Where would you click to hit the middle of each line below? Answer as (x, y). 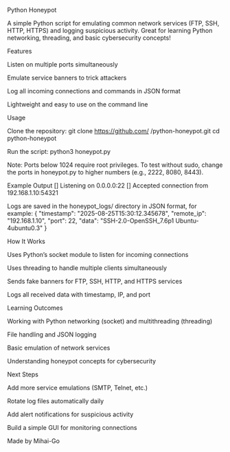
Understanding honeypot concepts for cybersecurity (82, 361)
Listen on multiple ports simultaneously (62, 64)
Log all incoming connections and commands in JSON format (94, 91)
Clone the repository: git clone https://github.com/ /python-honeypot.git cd (113, 131)
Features (20, 51)
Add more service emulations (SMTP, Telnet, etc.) (78, 388)
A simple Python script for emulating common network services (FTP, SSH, (113, 23)
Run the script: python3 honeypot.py (59, 151)
